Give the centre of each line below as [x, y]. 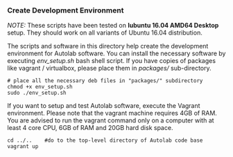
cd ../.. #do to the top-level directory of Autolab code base [105, 140]
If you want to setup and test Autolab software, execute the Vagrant [104, 106]
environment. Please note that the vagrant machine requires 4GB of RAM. [112, 113]
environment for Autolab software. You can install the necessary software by [116, 53]
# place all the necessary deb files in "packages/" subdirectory [105, 81]
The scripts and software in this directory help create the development [108, 46]
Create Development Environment [66, 10]
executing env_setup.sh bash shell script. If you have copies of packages [112, 61]
